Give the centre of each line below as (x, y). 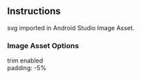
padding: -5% (27, 68)
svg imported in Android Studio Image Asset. (71, 27)
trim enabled (25, 60)
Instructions (34, 11)
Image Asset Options (43, 45)
